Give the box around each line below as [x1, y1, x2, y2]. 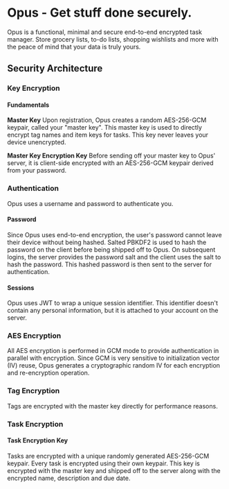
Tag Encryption [7, 386, 60, 396]
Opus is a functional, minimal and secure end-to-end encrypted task [7, 28, 203, 36]
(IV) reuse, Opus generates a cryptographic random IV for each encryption [7, 361, 220, 370]
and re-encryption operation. [7, 369, 90, 377]
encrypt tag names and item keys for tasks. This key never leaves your [7, 130, 209, 139]
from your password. [7, 166, 67, 175]
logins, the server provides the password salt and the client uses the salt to [7, 252, 221, 261]
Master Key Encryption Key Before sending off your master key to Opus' [7, 151, 216, 160]
